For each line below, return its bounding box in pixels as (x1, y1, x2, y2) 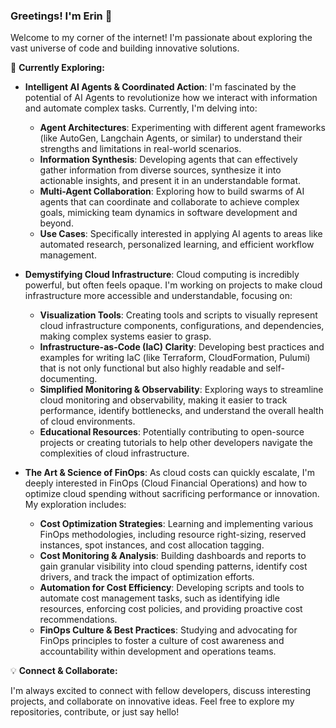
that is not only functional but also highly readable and (39, 362, 264, 374)
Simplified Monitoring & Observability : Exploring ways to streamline (39, 384, 324, 396)
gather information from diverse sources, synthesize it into (39, 164, 282, 176)
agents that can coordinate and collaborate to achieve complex (39, 196, 300, 208)
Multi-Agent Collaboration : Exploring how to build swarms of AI (39, 185, 305, 198)
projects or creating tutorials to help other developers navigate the (39, 437, 313, 449)
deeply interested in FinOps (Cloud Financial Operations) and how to (24, 477, 308, 489)
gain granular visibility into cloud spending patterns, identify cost (39, 560, 308, 573)
